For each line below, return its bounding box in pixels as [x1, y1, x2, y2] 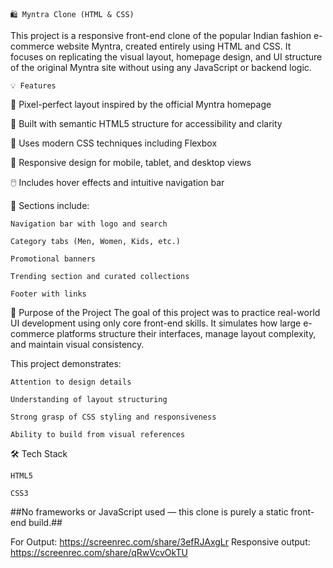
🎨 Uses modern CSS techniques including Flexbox [10, 137, 218, 149]
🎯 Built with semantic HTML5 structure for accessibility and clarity [10, 118, 283, 129]
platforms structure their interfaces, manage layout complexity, [56, 328, 317, 339]
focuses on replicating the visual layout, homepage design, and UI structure [10, 51, 323, 63]
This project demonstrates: [10, 358, 122, 369]
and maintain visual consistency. [10, 339, 145, 350]
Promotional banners [10, 254, 97, 264]
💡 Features [10, 81, 57, 91]
